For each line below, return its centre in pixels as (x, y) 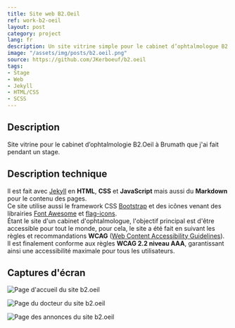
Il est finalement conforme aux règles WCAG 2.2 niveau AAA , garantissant (116, 243)
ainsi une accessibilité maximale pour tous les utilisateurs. (91, 251)
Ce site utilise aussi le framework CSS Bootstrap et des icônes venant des (114, 206)
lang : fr (20, 40)
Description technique (57, 174)
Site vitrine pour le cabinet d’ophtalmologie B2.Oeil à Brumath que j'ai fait (113, 144)
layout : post (26, 27)
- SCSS (17, 99)
